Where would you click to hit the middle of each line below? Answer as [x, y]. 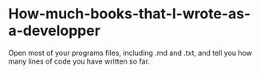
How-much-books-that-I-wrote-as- [130, 14]
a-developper [55, 31]
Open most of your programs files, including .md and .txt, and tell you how [130, 53]
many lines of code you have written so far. [79, 61]
